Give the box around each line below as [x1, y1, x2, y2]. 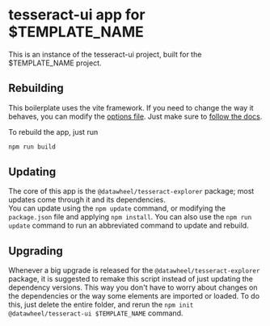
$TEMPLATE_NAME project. [8, 58, 103, 68]
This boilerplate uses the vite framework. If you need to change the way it [8, 102, 254, 112]
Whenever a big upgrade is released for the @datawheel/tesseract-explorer [8, 265, 260, 275]
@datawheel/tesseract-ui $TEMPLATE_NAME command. [8, 308, 184, 318]
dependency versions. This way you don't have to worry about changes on [8, 282, 258, 292]
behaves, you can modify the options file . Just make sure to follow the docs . [8, 111, 263, 121]
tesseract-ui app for [8, 6, 146, 24]
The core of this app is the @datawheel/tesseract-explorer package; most [8, 186, 255, 196]
